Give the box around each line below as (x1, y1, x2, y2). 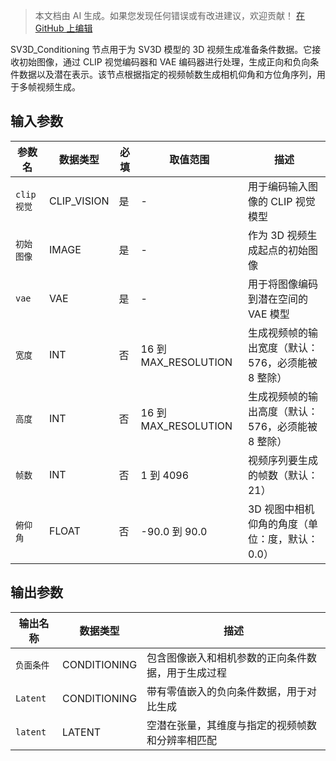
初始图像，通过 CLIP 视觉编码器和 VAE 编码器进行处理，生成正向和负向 (18, 56, 311, 68)
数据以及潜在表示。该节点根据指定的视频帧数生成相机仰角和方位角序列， (18, 69, 317, 80)
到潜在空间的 (247, 292, 308, 306)
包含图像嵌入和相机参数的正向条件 (146, 650, 308, 664)
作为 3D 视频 (247, 228, 308, 242)
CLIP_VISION (49, 194, 110, 208)
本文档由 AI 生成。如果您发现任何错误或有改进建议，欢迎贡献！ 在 (34, 10, 306, 21)
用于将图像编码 (247, 277, 318, 291)
